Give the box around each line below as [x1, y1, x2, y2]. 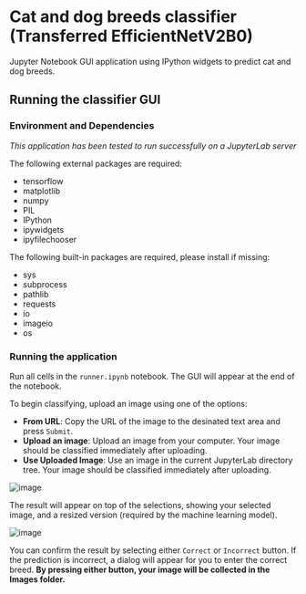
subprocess [22, 278, 67, 289]
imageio [22, 318, 53, 328]
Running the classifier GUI [9, 92, 161, 108]
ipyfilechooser [22, 234, 77, 245]
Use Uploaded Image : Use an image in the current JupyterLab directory [22, 454, 293, 465]
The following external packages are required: [9, 158, 182, 169]
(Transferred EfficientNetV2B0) [9, 26, 253, 47]
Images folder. [9, 573, 66, 585]
